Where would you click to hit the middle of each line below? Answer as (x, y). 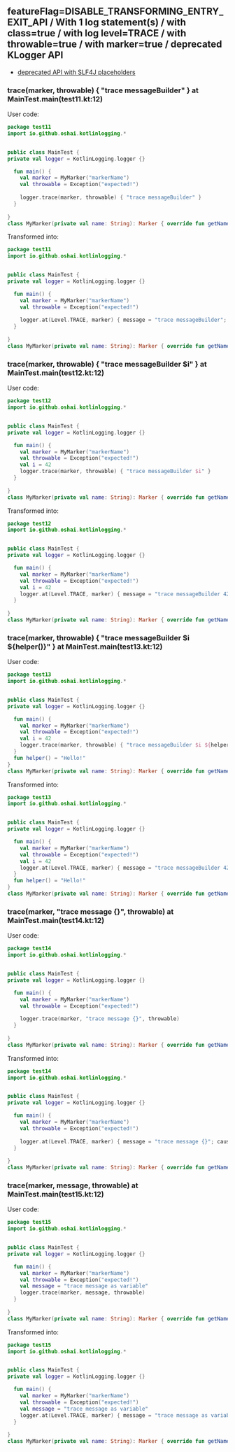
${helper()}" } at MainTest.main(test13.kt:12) (85, 647)
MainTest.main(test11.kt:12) (55, 99)
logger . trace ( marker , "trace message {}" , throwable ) (100, 1019)
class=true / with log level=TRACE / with (97, 33)
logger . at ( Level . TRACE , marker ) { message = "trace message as (114, 1415)
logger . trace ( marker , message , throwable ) (83, 1293)
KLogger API (35, 55)
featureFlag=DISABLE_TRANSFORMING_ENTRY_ (115, 12)
